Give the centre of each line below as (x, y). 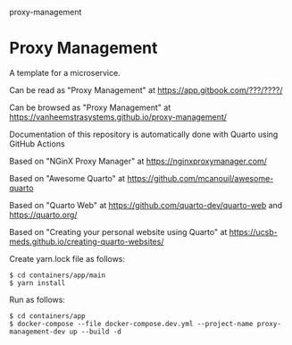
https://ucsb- (254, 231)
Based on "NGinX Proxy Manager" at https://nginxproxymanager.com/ (138, 161)
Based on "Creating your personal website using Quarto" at (118, 231)
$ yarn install (38, 283)
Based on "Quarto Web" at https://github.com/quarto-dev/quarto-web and (146, 205)
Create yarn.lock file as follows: (67, 258)
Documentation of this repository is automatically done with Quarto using (144, 134)
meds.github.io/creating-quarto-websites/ (87, 241)
